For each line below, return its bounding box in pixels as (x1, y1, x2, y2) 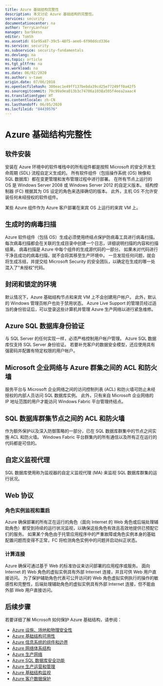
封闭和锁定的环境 (5, 280, 56, 289)
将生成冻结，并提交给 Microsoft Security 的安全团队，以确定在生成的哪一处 (5, 259, 156, 264)
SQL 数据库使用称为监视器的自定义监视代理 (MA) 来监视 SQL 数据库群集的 (5, 469, 153, 475)
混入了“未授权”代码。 (5, 264, 48, 270)
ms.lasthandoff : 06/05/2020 (5, 102, 62, 107)
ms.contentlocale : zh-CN (5, 98, 55, 103)
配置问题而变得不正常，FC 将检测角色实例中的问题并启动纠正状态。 (5, 538, 140, 543)
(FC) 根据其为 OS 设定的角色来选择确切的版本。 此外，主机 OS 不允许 (14, 188, 154, 194)
